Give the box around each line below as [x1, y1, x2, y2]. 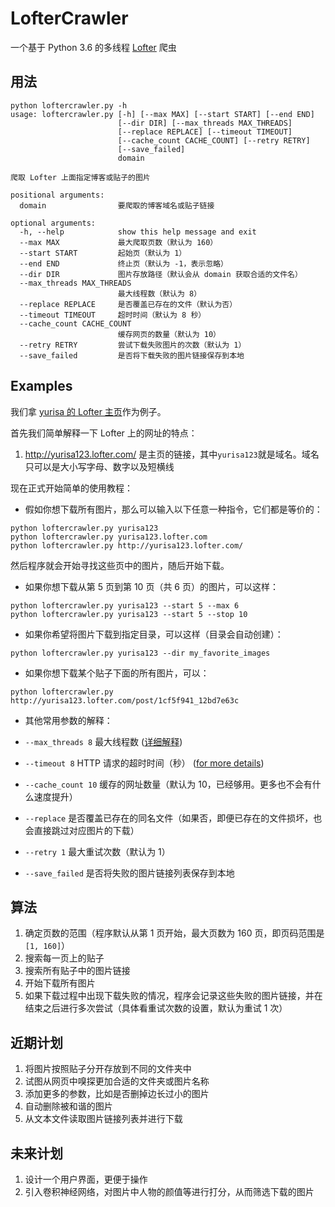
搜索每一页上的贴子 [24, 952, 105, 964]
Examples [10, 378, 73, 395]
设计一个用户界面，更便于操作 [24, 1173, 148, 1185]
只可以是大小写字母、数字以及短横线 [24, 460, 175, 472]
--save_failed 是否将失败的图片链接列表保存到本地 [24, 867, 235, 879]
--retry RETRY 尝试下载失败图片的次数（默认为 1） [19, 340, 247, 350]
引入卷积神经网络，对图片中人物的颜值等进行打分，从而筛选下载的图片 [24, 1186, 315, 1197]
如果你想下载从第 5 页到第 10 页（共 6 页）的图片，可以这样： [24, 580, 279, 592]
